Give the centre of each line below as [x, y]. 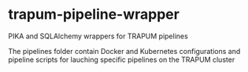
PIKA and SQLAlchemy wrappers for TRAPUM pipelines [98, 36]
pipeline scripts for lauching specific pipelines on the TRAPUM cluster [122, 59]
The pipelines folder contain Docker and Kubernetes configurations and [124, 51]
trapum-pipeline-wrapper [94, 14]
